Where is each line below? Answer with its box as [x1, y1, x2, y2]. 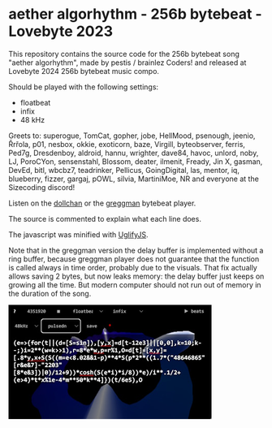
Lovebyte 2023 [8, 22, 114, 41]
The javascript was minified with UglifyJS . [8, 229, 149, 240]
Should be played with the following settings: [8, 82, 159, 92]
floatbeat [19, 97, 51, 107]
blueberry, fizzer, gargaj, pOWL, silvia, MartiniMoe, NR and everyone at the [8, 174, 260, 184]
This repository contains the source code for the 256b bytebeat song [8, 49, 240, 58]
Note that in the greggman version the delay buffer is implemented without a [8, 245, 264, 255]
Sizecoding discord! [8, 182, 76, 192]
